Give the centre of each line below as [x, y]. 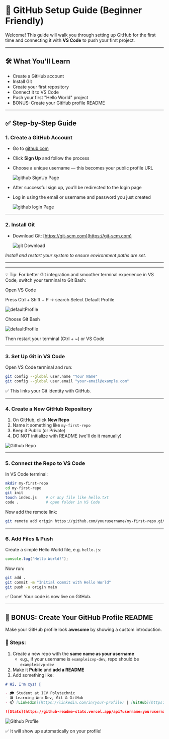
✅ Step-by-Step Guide [41, 124]
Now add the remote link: [31, 512]
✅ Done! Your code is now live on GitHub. [48, 597]
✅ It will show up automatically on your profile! [53, 731]
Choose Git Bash [23, 319]
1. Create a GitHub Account [39, 138]
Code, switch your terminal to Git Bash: [46, 280]
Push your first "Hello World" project [50, 97]
